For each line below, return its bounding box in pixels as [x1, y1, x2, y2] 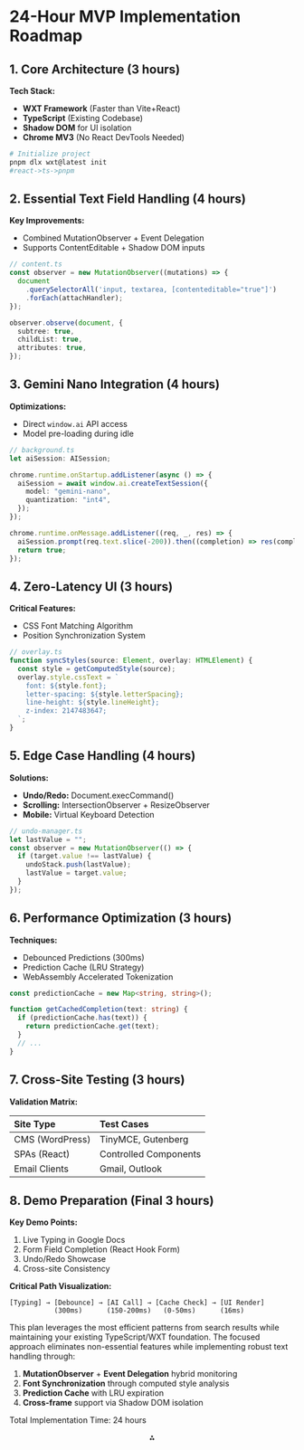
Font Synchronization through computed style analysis [22, 1378, 230, 1389]
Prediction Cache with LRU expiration [22, 1388, 165, 1398]
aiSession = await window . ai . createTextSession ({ [17, 479, 208, 488]
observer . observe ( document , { [9, 318, 124, 327]
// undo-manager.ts [9, 826, 83, 836]
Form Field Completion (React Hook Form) [22, 1244, 181, 1255]
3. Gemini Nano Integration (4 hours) [9, 377, 220, 393]
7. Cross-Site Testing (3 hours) [9, 1072, 185, 1087]
